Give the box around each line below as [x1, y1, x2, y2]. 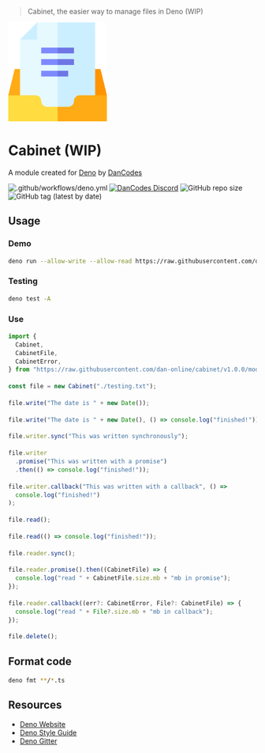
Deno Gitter [19, 736, 58, 746]
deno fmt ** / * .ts [8, 676, 65, 685]
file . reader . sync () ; [8, 549, 77, 557]
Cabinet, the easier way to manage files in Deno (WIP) [27, 7, 203, 16]
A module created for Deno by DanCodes [8, 168, 143, 177]
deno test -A [8, 294, 51, 303]
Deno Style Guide [19, 728, 77, 737]
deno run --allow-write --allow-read [8, 257, 132, 265]
